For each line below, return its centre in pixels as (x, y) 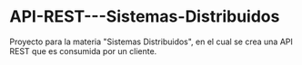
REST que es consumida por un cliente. (83, 51)
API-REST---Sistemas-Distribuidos (145, 17)
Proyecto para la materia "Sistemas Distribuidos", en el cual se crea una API (151, 42)
